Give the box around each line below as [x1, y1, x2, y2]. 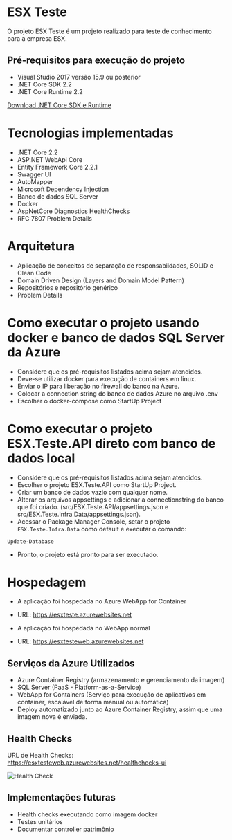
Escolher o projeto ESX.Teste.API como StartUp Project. [17, 480, 177, 489]
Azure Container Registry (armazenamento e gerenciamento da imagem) [17, 676, 225, 684]
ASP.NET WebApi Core [17, 155, 83, 163]
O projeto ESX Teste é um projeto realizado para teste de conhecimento [7, 27, 213, 35]
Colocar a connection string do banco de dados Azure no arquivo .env [17, 389, 218, 398]
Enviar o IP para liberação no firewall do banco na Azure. [17, 382, 180, 390]
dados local [7, 450, 75, 466]
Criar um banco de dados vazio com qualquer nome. [17, 488, 168, 496]
